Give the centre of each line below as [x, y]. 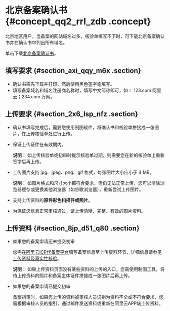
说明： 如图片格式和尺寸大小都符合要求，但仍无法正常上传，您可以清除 [86, 183]
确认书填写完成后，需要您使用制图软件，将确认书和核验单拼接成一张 [83, 127]
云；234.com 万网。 [34, 96]
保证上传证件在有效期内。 [39, 144]
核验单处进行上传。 [55, 133]
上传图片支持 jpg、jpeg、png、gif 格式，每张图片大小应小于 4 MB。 [83, 172]
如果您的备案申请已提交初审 [41, 286]
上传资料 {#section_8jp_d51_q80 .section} [73, 228]
